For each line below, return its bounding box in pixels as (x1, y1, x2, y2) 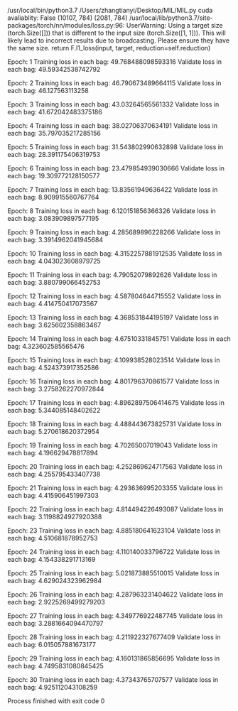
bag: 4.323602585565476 (7, 342, 85, 350)
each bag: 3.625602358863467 (7, 321, 102, 329)
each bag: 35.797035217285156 (7, 129, 101, 137)
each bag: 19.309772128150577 (7, 172, 100, 180)
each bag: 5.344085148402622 (7, 406, 101, 414)
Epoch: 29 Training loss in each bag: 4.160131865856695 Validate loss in (7, 654, 220, 663)
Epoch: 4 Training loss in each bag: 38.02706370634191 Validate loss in (7, 121, 218, 130)
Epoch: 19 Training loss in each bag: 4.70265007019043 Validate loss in (7, 441, 218, 450)
